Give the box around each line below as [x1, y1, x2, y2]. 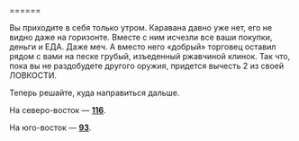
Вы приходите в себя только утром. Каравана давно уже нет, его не [9, 22, 273, 32]
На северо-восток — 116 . [9, 105, 106, 115]
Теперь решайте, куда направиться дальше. [9, 87, 180, 98]
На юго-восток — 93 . [9, 122, 92, 133]
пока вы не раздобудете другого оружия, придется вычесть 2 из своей [9, 60, 285, 71]
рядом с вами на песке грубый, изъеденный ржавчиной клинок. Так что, [9, 51, 291, 61]
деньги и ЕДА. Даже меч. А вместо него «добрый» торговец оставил [9, 41, 276, 52]
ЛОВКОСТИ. [9, 70, 57, 81]
